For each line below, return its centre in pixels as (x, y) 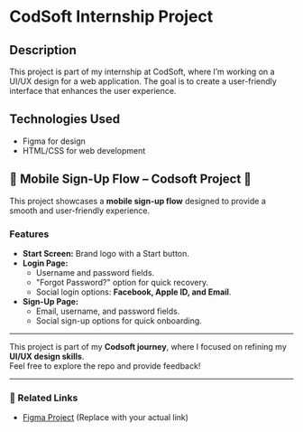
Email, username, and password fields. (108, 311)
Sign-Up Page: (50, 301)
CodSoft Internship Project (111, 17)
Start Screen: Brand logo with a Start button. (106, 253)
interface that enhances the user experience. (93, 91)
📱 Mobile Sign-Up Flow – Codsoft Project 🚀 (131, 179)
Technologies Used (64, 119)
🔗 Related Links (44, 398)
